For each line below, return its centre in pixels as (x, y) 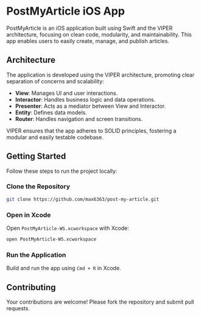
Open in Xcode (29, 215)
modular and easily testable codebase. (55, 137)
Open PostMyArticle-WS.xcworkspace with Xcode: (68, 228)
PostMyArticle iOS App (65, 11)
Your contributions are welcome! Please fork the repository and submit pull (100, 302)
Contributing (31, 287)
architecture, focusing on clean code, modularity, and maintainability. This (99, 34)
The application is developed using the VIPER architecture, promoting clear (100, 75)
